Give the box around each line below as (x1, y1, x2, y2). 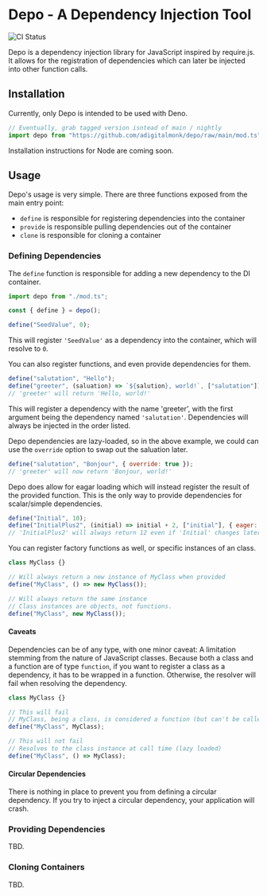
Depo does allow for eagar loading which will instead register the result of (8, 481, 250, 491)
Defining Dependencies (8, 251, 102, 262)
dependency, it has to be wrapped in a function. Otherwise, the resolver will (8, 670, 257, 680)
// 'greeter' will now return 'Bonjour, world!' (8, 467, 172, 475)
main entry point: (8, 198, 64, 208)
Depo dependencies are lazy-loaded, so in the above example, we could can (8, 436, 259, 446)
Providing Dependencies (8, 824, 106, 835)
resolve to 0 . (8, 344, 49, 353)
